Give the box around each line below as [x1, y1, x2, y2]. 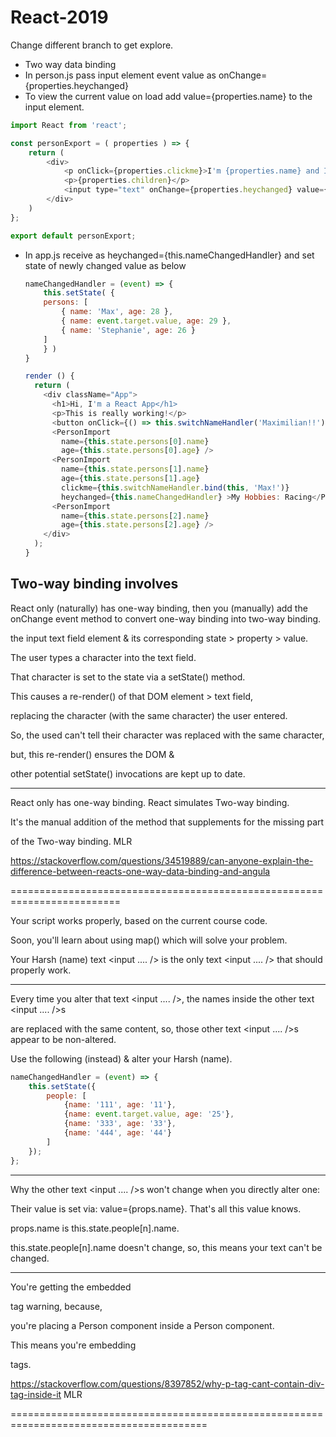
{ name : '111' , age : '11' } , [63, 1100, 177, 1110]
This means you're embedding [10, 1339, 137, 1351]
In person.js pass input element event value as [24, 69, 217, 81]
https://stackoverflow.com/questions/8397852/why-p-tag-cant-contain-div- [10, 1377, 325, 1390]
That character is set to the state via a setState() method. [10, 671, 246, 683]
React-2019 [10, 6, 109, 29]
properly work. [10, 964, 72, 976]
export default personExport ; [10, 231, 137, 241]
